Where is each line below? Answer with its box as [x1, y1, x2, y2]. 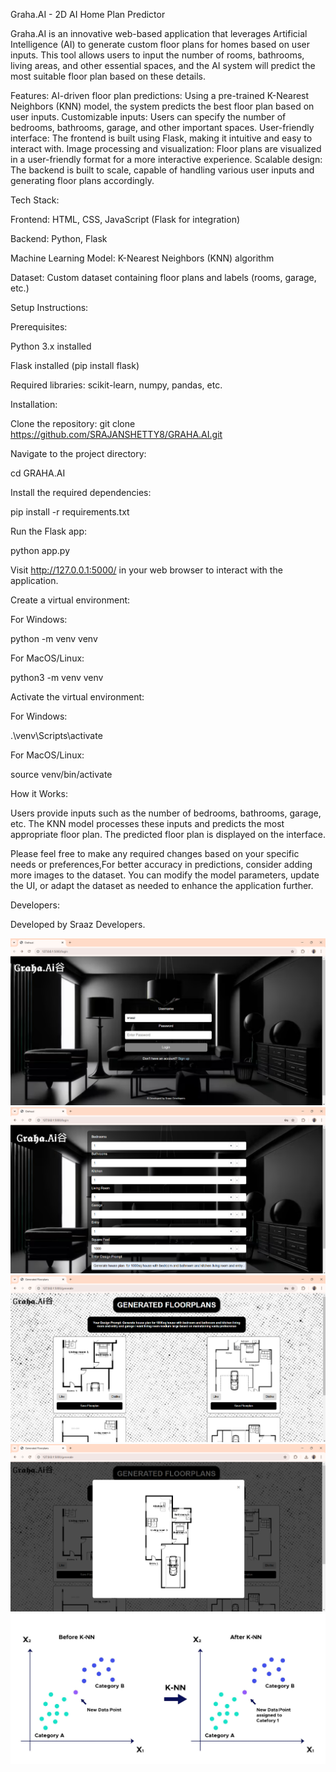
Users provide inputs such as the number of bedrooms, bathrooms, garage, [10, 807, 322, 819]
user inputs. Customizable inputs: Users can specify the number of [10, 111, 287, 123]
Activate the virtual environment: [10, 691, 145, 703]
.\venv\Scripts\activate [10, 730, 103, 741]
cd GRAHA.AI [10, 467, 66, 479]
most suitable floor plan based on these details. [10, 70, 206, 82]
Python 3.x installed [10, 340, 92, 352]
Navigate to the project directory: [10, 448, 147, 459]
